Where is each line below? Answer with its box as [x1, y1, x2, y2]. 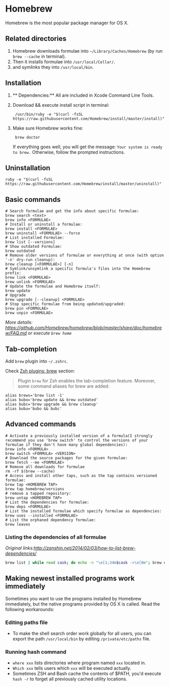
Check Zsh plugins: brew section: [5, 368, 75, 374]
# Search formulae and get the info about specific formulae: [5, 208, 139, 214]
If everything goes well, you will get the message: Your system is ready [12, 144, 163, 150]
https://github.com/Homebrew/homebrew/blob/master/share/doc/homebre [5, 325, 162, 331]
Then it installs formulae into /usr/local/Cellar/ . [12, 59, 115, 65]
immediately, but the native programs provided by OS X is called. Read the [5, 600, 160, 607]
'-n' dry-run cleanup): [5, 257, 56, 263]
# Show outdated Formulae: [5, 244, 62, 249]
